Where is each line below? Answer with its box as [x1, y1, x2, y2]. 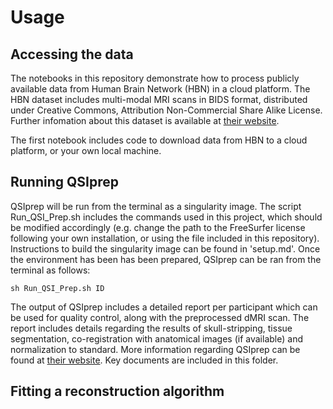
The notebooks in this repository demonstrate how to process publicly [10, 72, 300, 84]
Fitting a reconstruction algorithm [10, 383, 225, 400]
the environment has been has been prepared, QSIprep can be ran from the [10, 253, 322, 265]
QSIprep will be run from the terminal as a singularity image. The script [10, 200, 302, 212]
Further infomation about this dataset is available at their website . [10, 115, 280, 126]
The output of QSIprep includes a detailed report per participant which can [10, 301, 318, 313]
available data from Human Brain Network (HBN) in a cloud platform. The [10, 83, 311, 95]
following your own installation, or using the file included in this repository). [10, 232, 320, 244]
